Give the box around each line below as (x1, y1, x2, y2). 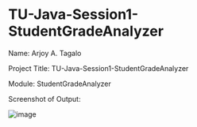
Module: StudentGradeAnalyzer (8, 79, 111, 88)
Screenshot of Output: (8, 94, 81, 103)
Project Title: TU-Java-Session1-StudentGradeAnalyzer (8, 63, 189, 73)
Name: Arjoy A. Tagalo (8, 48, 82, 58)
